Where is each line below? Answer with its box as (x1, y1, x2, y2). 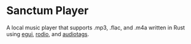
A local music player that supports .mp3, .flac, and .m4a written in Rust (6, 24, 185, 31)
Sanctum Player (6, 4, 89, 18)
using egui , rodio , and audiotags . (6, 30, 89, 37)
